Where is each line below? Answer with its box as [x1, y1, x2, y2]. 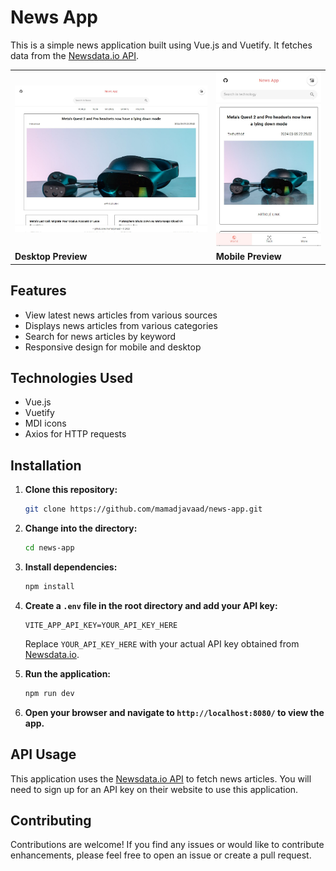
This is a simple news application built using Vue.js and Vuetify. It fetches [10, 39, 313, 51]
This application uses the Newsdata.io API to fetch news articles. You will [10, 772, 312, 785]
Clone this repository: [24, 484, 118, 496]
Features [10, 282, 67, 300]
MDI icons [24, 417, 67, 430]
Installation [10, 457, 82, 474]
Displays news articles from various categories [24, 319, 218, 331]
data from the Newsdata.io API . [10, 49, 140, 61]
